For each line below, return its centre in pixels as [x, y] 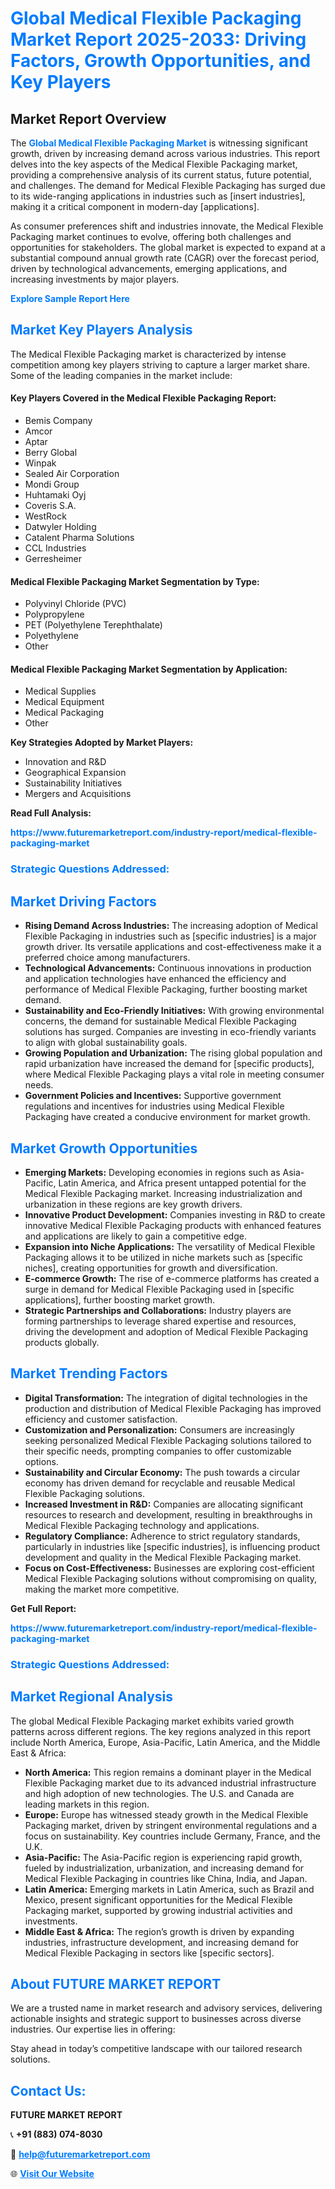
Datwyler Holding [60, 527]
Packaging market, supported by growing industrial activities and [158, 1910]
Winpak [40, 463]
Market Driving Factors [83, 901]
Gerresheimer [53, 559]
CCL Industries [55, 548]
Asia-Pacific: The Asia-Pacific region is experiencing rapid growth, [163, 1857]
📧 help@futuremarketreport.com [80, 2154]
